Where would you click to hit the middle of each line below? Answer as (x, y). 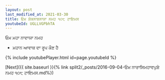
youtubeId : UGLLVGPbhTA (30, 24)
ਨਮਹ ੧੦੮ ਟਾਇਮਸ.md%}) (30, 73)
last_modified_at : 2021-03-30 (37, 14)
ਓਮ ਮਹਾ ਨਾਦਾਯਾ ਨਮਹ (24, 38)
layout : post (19, 10)
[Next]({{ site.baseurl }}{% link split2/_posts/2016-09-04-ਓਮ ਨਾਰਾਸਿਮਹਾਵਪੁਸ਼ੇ (82, 67)
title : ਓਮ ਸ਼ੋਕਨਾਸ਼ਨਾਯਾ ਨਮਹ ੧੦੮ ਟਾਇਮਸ (42, 19)
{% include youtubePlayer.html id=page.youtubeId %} (61, 58)
